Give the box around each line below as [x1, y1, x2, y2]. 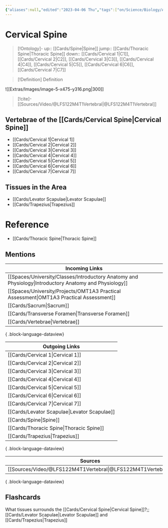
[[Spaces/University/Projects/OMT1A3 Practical [7, 287, 121, 294]
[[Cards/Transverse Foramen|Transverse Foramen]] [7, 310, 130, 317]
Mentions [5, 250, 36, 258]
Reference [5, 219, 49, 230]
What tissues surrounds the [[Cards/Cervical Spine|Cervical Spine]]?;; [5, 506, 150, 512]
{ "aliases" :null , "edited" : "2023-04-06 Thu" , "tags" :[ [5, 7, 117, 12]
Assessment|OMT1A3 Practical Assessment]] [7, 293, 116, 300]
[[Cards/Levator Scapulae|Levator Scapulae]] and [5, 511, 108, 517]
